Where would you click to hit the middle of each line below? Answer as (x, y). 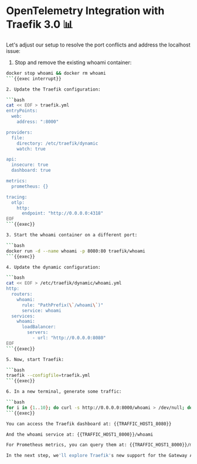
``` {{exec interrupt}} (34, 79)
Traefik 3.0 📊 (40, 24)
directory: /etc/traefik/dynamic (57, 143)
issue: (13, 51)
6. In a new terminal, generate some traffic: (64, 392)
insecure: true (30, 165)
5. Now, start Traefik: (35, 359)
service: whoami (41, 311)
